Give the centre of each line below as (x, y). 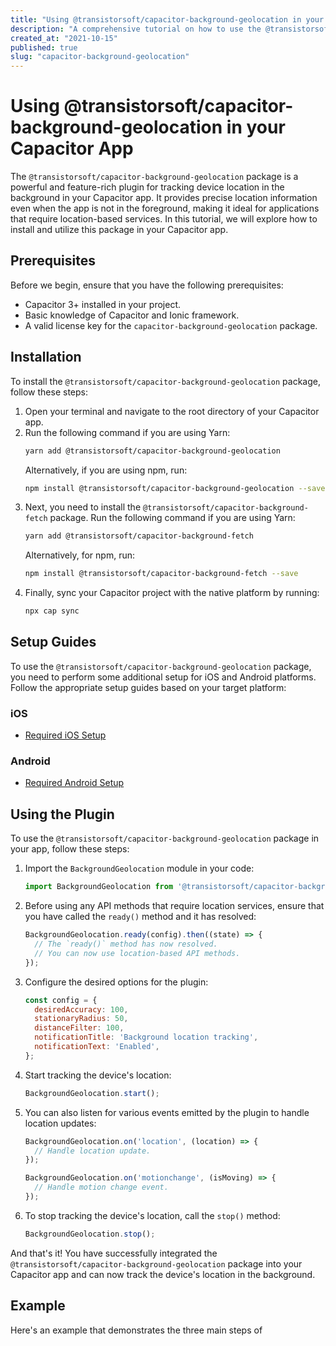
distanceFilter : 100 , (79, 1028)
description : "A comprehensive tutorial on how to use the (136, 29)
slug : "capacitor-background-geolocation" (100, 57)
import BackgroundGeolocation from (99, 887)
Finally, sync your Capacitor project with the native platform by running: (172, 593)
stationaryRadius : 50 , (81, 1019)
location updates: (60, 1123)
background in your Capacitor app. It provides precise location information (164, 198)
